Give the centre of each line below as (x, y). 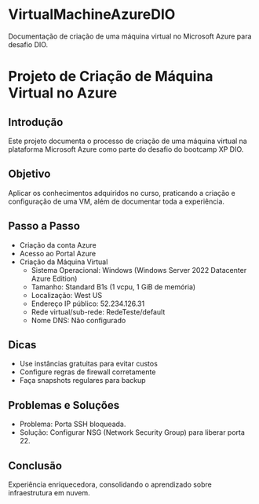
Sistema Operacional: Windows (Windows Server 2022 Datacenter (139, 270)
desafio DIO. (28, 44)
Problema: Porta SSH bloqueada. (73, 424)
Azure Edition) (54, 278)
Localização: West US (67, 295)
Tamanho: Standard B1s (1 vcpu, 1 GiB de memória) (113, 287)
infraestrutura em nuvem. (49, 493)
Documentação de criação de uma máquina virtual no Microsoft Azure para (130, 36)
